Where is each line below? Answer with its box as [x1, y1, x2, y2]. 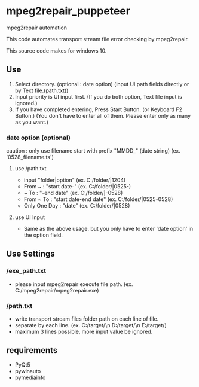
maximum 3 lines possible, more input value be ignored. [14, 328, 153, 336]
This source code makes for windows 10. [6, 47, 107, 54]
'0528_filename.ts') [6, 154, 54, 161]
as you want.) [14, 118, 49, 126]
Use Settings [6, 249, 55, 259]
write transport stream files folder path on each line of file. [14, 315, 159, 322]
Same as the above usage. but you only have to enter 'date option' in [23, 226, 193, 233]
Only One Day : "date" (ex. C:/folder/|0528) [23, 202, 130, 209]
